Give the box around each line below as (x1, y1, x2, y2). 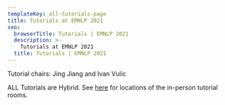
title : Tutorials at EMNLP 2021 (7, 17, 103, 24)
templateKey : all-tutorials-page (7, 10, 107, 18)
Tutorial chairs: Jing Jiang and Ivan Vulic (7, 69, 127, 78)
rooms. (7, 90, 28, 99)
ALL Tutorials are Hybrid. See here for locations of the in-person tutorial (7, 83, 219, 92)
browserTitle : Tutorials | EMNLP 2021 (14, 30, 130, 38)
